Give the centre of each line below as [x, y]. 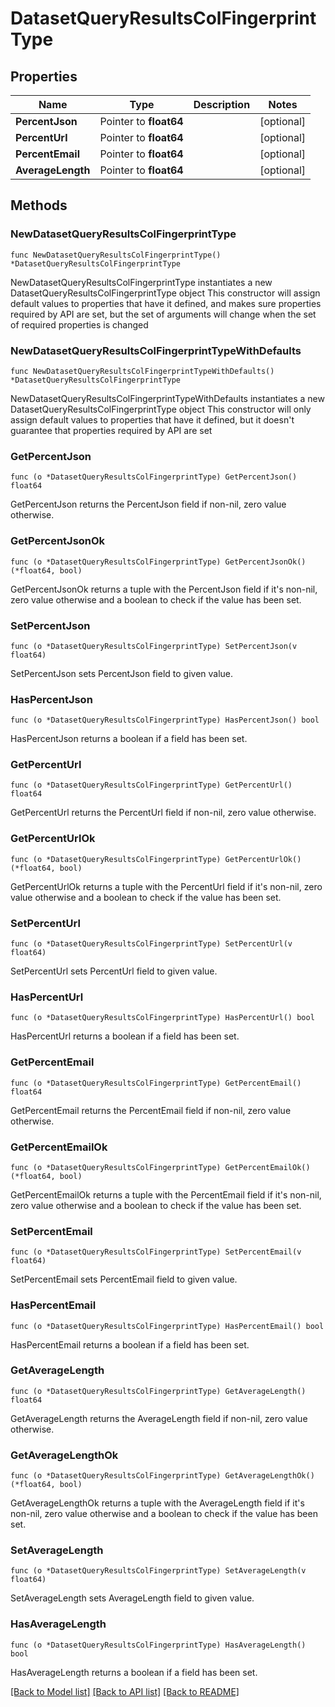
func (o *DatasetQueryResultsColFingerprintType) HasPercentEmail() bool [167, 1326]
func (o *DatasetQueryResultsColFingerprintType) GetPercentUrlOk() [156, 859]
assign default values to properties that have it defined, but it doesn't [152, 419]
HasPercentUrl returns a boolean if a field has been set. [125, 1036]
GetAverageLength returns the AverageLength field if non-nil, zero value [159, 1418]
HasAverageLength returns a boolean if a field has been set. [134, 1672]
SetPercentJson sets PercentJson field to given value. [122, 673]
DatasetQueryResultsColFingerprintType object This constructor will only [161, 409]
